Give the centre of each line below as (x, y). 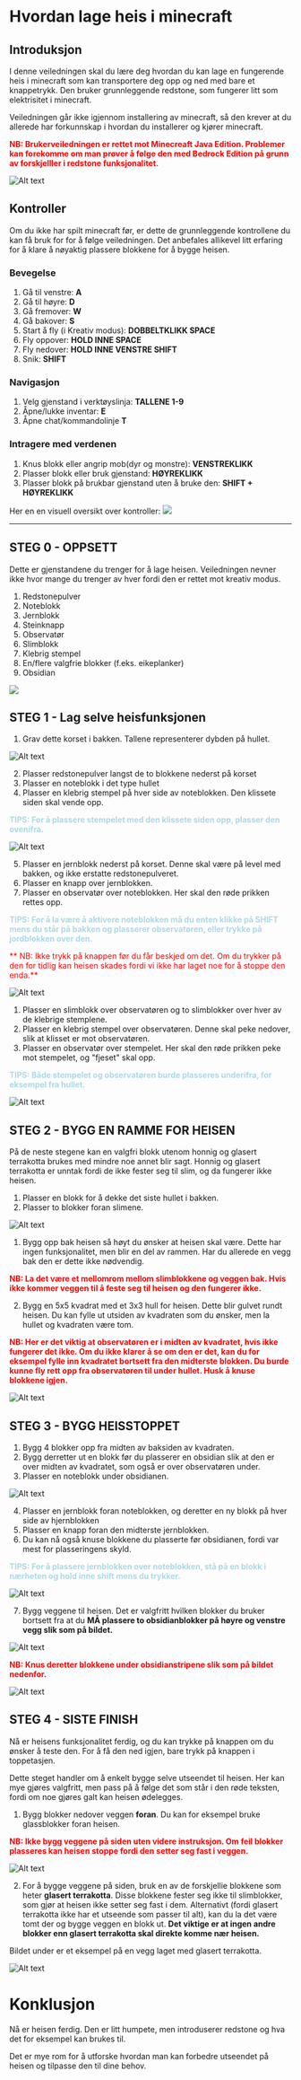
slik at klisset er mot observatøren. (86, 1039)
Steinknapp (43, 625)
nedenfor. (28, 1674)
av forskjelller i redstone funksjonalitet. (84, 163)
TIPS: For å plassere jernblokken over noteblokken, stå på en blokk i (138, 1566)
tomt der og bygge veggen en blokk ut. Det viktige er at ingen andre (149, 1924)
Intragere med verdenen (63, 444)
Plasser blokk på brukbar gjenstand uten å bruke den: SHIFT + (138, 483)
